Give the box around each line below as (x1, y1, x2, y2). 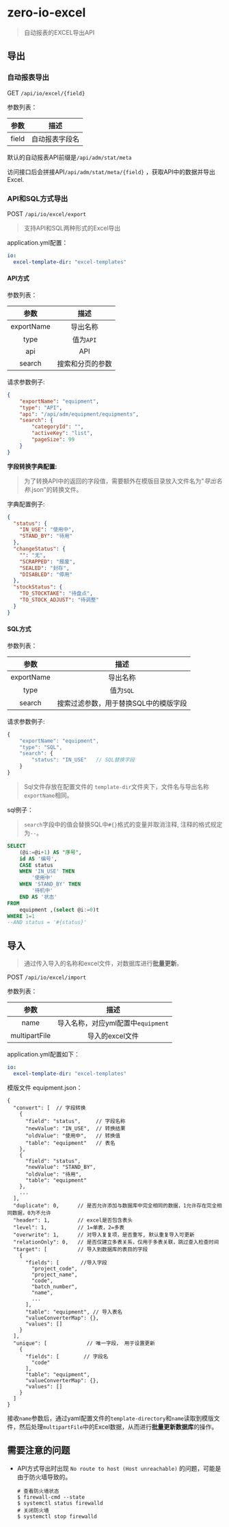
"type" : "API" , (19, 404, 63, 411)
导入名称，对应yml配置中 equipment (57, 1019, 170, 1028)
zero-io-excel (7, 5, 86, 21)
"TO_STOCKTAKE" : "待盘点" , (19, 590, 94, 597)
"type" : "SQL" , (19, 744, 63, 750)
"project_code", (31, 1265, 78, 1272)
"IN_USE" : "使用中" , (19, 526, 75, 533)
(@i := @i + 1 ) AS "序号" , (19, 849, 82, 855)
